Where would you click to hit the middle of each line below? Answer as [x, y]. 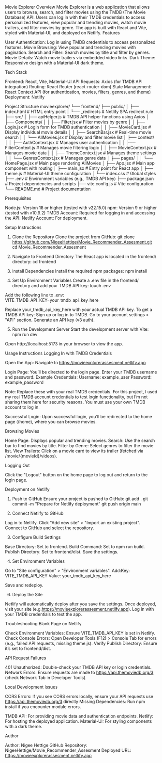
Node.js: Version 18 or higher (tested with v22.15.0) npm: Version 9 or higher [81, 208]
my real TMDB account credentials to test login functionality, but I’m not [76, 397]
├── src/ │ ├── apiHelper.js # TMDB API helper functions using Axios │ [77, 117]
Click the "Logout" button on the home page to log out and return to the [76, 475]
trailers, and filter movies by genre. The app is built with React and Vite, [76, 28]
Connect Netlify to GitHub [38, 513]
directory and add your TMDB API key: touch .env [61, 285]
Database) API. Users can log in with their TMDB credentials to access [75, 17]
